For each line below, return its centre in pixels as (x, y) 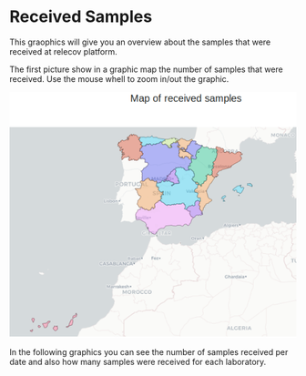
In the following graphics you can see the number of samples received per (149, 352)
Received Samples (81, 17)
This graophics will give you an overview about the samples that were (140, 42)
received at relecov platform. (64, 51)
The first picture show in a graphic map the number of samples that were (147, 69)
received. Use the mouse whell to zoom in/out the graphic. (119, 78)
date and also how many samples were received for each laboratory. (138, 362)
